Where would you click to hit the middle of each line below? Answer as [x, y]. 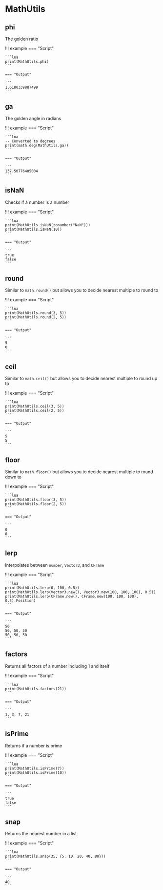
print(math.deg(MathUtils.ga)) [37, 145]
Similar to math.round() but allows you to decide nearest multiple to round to [82, 290]
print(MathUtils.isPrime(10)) [36, 772]
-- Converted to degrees [30, 141]
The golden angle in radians [33, 118]
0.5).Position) [20, 601]
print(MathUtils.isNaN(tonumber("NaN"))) [48, 225]
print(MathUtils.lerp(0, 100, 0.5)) [42, 588]
